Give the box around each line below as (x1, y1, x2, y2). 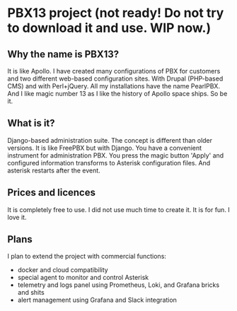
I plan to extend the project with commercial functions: (7, 252, 166, 261)
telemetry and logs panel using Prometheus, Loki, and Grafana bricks (17, 281, 220, 289)
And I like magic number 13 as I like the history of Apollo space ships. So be (7, 90, 228, 98)
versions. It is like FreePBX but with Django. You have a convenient (7, 143, 202, 152)
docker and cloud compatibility (17, 266, 108, 274)
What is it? (7, 117, 55, 129)
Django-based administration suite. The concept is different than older (7, 136, 213, 144)
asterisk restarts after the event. (7, 166, 100, 175)
